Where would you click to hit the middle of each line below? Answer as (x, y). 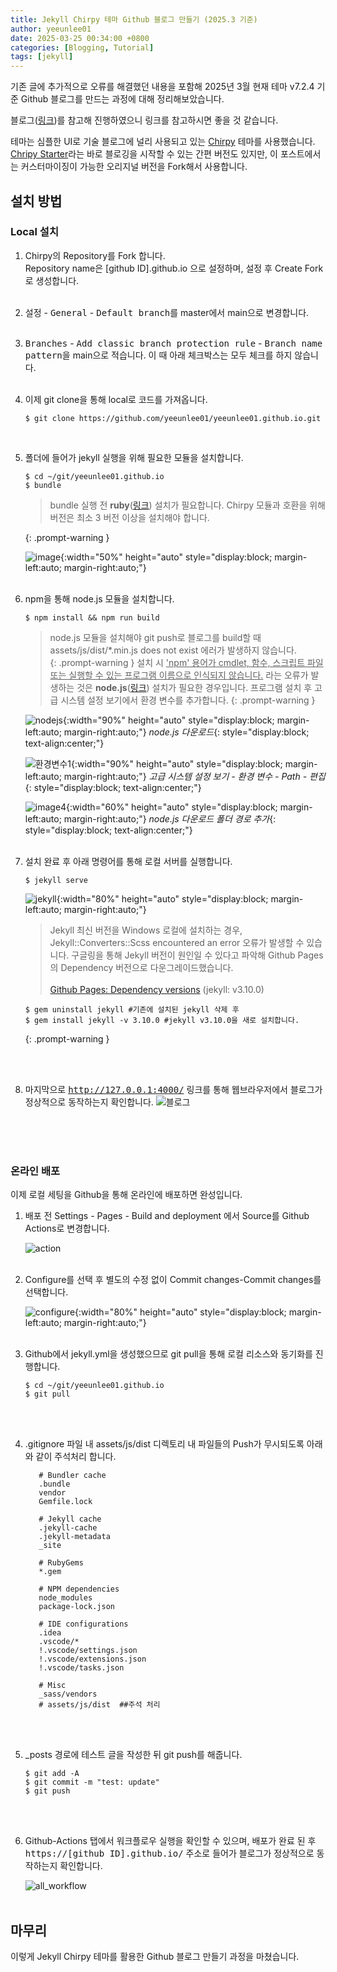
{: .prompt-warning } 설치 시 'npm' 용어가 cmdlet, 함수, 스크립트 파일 (186, 662)
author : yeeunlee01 (51, 29)
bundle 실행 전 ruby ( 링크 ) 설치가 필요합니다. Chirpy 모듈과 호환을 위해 (187, 505)
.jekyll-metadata (74, 1537)
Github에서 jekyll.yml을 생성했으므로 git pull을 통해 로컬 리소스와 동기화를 (168, 1354)
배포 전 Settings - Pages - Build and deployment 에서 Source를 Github (167, 1216)
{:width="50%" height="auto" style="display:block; (166, 557)
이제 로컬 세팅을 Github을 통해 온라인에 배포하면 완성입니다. (126, 1195)
